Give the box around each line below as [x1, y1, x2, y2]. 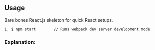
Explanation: [4, 38, 36, 45]
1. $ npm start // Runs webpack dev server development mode [4, 27, 150, 32]
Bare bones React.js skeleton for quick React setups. [4, 17, 113, 23]
